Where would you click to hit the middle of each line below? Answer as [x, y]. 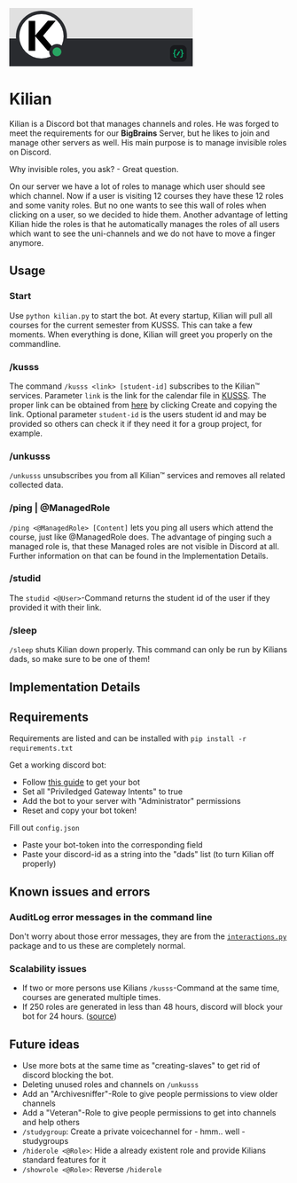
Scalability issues [48, 968]
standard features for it [64, 1160]
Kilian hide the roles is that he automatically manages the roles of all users [145, 224]
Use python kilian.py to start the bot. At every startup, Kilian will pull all [141, 315]
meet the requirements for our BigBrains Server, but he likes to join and [140, 133]
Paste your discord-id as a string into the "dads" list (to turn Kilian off [148, 855]
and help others [51, 1123]
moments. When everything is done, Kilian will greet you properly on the [141, 334]
